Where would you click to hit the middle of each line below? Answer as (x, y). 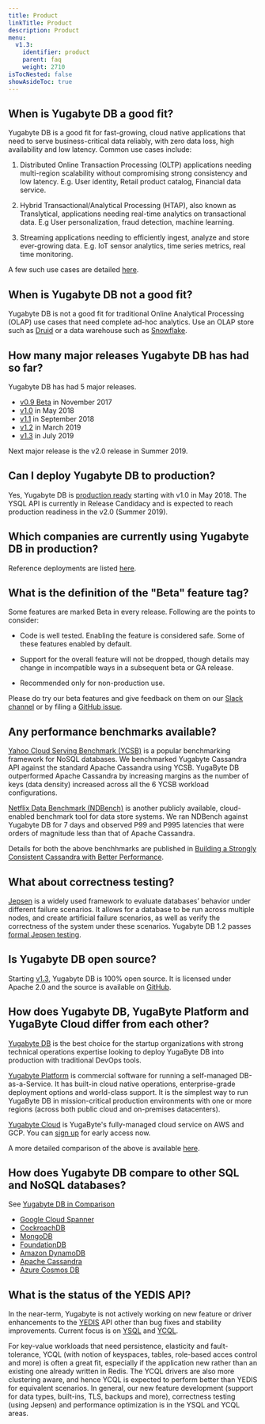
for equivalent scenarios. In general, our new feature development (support (131, 1388)
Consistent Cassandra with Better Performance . (86, 857)
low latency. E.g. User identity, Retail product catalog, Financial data (130, 182)
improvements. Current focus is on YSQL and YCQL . (93, 1331)
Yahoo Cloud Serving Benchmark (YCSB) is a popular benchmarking (119, 751)
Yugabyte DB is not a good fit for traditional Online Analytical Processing (126, 314)
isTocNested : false (40, 74)
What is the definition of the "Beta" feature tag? (129, 593)
